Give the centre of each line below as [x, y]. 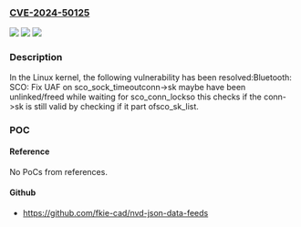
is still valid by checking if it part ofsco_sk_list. [112, 106]
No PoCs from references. [58, 171]
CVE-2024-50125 [50, 13]
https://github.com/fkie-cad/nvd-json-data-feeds [115, 212]
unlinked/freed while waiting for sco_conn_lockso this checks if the [135, 97]
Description [36, 57]
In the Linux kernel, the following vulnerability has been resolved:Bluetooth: [150, 77]
